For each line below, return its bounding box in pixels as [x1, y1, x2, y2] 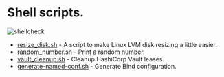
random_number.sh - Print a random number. [16, 48, 146, 56]
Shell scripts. [7, 5, 85, 20]
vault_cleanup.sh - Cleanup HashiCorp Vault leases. [16, 55, 165, 63]
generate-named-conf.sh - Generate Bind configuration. [16, 62, 177, 70]
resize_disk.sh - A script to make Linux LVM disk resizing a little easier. [16, 40, 218, 48]
